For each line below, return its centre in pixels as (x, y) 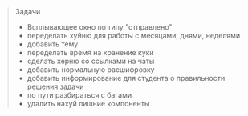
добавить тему (53, 44)
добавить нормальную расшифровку (91, 70)
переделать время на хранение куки (90, 52)
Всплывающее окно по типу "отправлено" (100, 27)
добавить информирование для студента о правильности (126, 78)
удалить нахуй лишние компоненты (88, 104)
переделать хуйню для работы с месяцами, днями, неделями (134, 36)
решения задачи (55, 86)
